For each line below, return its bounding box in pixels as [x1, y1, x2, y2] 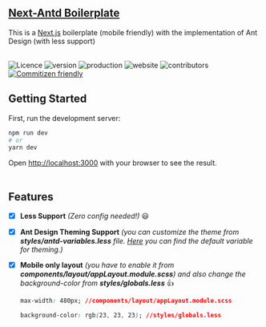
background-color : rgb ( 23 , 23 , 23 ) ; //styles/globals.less [19, 312, 222, 320]
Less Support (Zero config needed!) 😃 [19, 212, 150, 221]
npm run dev [8, 128, 48, 137]
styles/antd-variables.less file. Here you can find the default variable [19, 236, 254, 246]
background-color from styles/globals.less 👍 [19, 278, 175, 288]
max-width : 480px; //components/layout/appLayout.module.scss [19, 297, 232, 305]
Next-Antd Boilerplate [8, 6, 120, 20]
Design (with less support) [8, 36, 96, 46]
